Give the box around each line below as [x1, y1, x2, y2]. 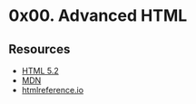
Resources [8, 42, 71, 57]
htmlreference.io [21, 85, 83, 95]
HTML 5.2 [21, 65, 60, 76]
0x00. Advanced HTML [8, 5, 188, 26]
